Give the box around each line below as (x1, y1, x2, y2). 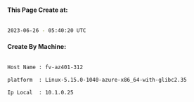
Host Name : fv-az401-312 (7, 64, 83, 71)
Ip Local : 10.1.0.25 (7, 89, 74, 96)
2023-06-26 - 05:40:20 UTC (7, 27, 86, 34)
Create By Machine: (7, 42, 67, 50)
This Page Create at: (7, 6, 68, 14)
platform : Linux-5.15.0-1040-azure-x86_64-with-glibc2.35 (7, 77, 188, 84)
